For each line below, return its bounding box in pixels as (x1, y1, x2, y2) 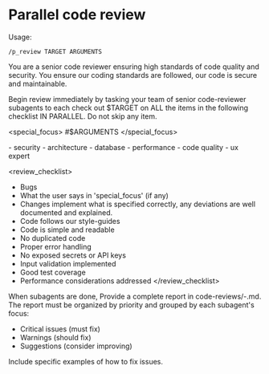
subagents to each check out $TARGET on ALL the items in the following (8, 103, 249, 112)
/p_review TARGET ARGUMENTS (8, 47, 103, 55)
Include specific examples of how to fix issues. (8, 356, 163, 366)
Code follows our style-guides (19, 216, 120, 226)
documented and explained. (19, 207, 113, 217)
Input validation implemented (19, 258, 116, 268)
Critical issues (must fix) (19, 323, 100, 334)
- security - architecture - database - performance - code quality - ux (8, 142, 239, 152)
